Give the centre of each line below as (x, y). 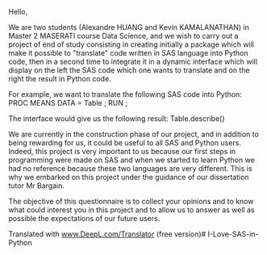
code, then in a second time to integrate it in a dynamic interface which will (133, 61)
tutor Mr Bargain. (36, 186)
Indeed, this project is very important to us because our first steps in (122, 151)
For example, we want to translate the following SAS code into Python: (125, 94)
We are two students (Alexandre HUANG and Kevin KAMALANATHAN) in (129, 27)
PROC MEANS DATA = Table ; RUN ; (68, 103)
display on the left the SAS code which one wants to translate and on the (129, 70)
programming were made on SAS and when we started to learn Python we (132, 160)
